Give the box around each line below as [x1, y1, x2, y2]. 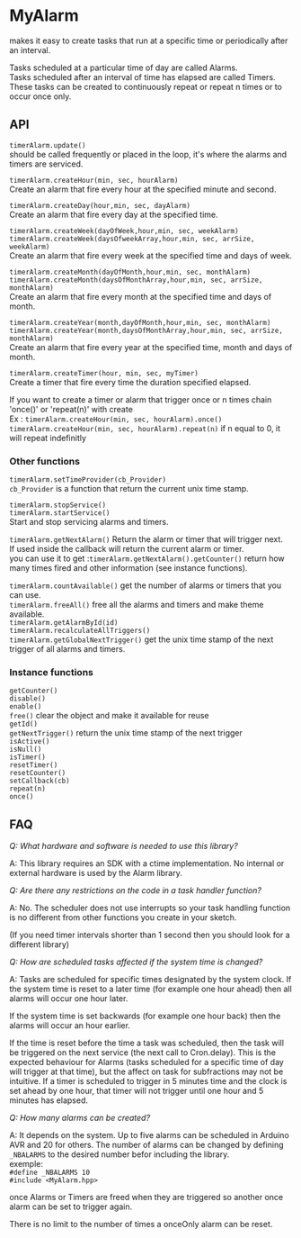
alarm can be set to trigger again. [9, 1201, 133, 1212]
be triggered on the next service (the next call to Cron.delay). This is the [9, 1047, 277, 1058]
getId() [9, 719, 39, 729]
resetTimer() [9, 761, 58, 770]
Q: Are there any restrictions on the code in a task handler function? [9, 885, 262, 896]
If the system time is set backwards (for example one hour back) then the [9, 1010, 281, 1022]
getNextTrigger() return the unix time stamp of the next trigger [9, 727, 243, 738]
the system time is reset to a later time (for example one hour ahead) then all [9, 983, 292, 995]
